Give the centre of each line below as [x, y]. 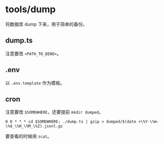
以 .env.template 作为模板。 [35, 83]
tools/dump [30, 9]
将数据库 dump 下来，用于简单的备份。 [46, 24]
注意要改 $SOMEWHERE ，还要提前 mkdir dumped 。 [54, 112]
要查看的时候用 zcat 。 [29, 136]
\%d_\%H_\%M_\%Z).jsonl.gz [34, 126]
